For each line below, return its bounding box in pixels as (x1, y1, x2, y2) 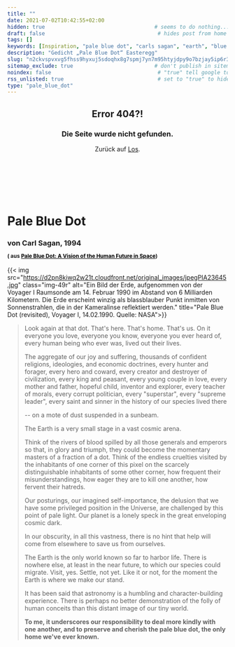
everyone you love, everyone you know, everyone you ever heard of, (24, 332, 222, 340)
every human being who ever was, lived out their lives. (24, 339, 182, 348)
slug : (7, 56, 23, 63)
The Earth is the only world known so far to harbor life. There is (24, 553, 207, 561)
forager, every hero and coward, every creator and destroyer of (24, 367, 208, 376)
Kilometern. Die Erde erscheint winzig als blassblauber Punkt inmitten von (7, 296, 220, 304)
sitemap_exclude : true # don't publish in (7, 62, 211, 69)
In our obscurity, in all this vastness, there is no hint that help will (24, 532, 211, 540)
